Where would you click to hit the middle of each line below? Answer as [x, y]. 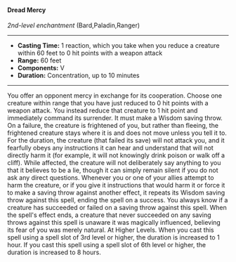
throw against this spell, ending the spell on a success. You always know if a [118, 200]
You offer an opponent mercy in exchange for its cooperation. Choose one [115, 96]
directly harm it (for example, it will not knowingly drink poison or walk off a [116, 155]
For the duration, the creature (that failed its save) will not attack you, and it [116, 140]
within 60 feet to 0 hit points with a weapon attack [90, 53]
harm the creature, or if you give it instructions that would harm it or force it [116, 185]
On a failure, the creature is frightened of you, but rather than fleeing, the [113, 126]
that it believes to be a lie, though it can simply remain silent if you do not [113, 170]
